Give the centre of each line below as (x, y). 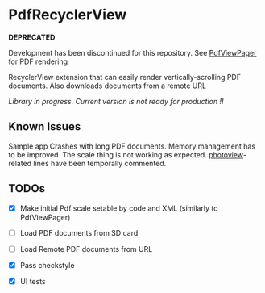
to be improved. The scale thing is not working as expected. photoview (126, 154)
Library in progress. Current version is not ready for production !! (116, 101)
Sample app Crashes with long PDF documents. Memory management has (132, 146)
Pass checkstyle (47, 265)
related (20, 163)
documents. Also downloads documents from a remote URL (108, 86)
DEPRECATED (32, 37)
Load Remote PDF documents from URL (86, 249)
